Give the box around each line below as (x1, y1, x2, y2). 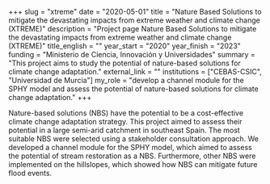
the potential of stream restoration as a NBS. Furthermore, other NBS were (8, 151, 256, 161)
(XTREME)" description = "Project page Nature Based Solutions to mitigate (8, 24, 257, 33)
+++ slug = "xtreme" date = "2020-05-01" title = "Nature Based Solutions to (8, 7, 262, 16)
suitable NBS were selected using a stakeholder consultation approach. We (8, 134, 259, 144)
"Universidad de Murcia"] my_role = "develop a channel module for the (8, 76, 244, 85)
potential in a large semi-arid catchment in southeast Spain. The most (8, 125, 240, 135)
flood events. (8, 169, 53, 178)
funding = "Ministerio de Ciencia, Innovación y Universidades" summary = (8, 50, 256, 59)
